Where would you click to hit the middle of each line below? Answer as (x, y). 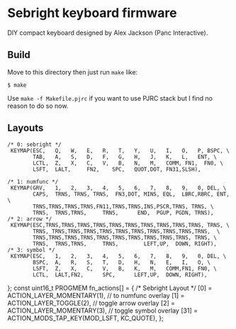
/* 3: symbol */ (31, 250)
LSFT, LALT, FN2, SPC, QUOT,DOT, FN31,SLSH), (117, 169)
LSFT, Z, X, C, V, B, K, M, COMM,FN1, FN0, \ (125, 268)
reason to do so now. (38, 106)
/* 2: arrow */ (30, 219)
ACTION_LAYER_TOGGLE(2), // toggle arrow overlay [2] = (91, 303)
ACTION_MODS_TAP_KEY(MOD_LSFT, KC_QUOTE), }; (86, 318)
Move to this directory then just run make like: (73, 72)
